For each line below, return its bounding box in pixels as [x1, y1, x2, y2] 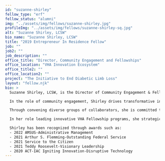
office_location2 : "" [5, 72, 50, 77]
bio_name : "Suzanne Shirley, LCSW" [5, 35, 78, 40]
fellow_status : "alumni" [5, 16, 56, 21]
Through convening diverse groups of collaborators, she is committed [9, 108, 157, 113]
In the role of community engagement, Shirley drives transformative [9, 99, 155, 104]
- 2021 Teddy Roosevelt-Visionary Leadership [9, 144, 105, 149]
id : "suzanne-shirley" [5, 7, 52, 12]
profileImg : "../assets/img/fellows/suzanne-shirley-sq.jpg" [5, 26, 133, 31]
